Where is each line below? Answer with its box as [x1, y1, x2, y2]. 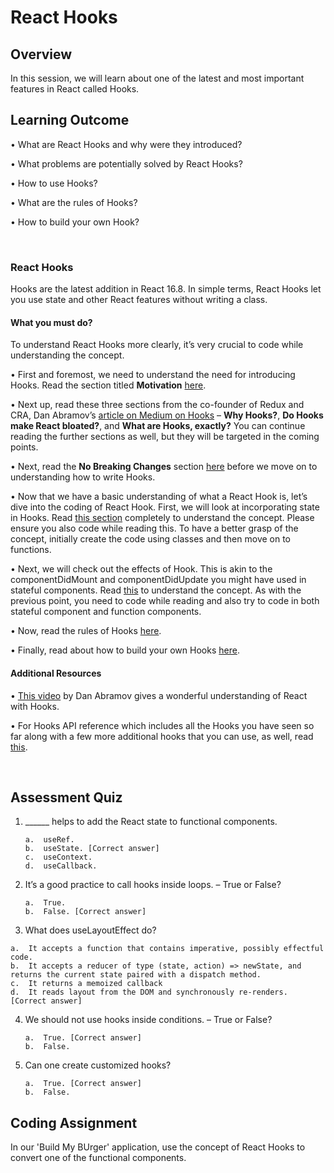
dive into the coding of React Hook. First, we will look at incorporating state [10, 501, 320, 513]
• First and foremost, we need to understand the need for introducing [10, 369, 296, 381]
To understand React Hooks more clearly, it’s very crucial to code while [10, 339, 304, 351]
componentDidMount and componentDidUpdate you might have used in [10, 574, 307, 586]
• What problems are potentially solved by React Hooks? [10, 157, 243, 170]
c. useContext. [24, 852, 93, 863]
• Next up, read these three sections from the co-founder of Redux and [10, 399, 305, 411]
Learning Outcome [10, 112, 130, 129]
